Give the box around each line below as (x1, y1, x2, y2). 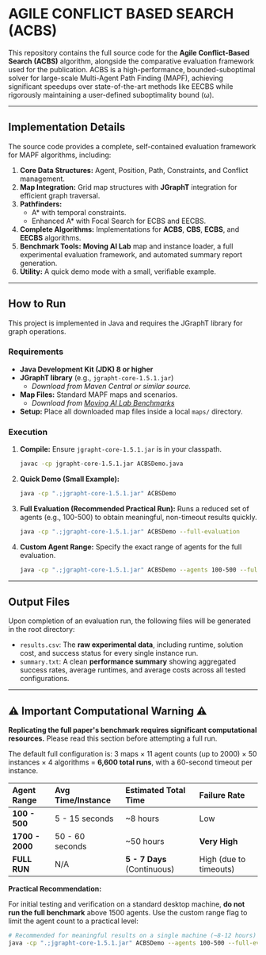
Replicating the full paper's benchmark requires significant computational (8, 726, 257, 735)
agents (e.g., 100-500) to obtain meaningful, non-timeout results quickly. (19, 512, 257, 522)
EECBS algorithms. (19, 233, 82, 242)
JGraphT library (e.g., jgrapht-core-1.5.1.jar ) (19, 372, 174, 382)
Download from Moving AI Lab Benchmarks (31, 398, 175, 407)
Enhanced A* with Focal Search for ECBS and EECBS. (31, 216, 207, 225)
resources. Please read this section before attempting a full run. (8, 734, 218, 743)
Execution (8, 426, 48, 437)
